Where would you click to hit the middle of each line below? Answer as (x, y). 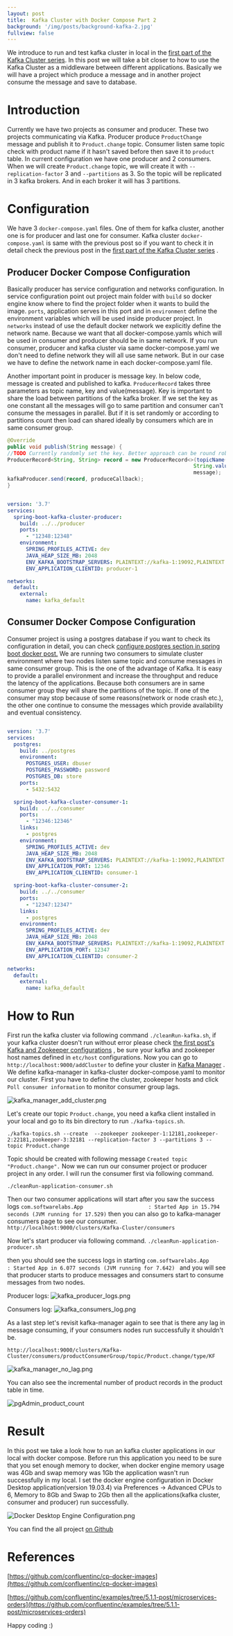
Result (26, 1432)
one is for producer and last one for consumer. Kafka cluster (94, 236)
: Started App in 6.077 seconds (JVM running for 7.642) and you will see (116, 1268)
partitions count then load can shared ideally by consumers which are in (110, 420)
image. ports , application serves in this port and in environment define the (112, 311)
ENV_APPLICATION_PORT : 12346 (68, 867)
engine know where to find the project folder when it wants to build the (109, 303)
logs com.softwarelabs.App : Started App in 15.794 (113, 1207)
